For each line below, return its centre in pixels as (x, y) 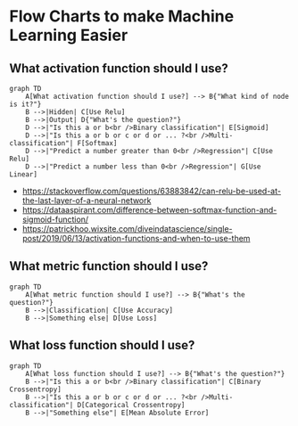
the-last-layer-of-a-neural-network (87, 201)
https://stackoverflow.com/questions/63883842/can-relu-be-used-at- (151, 191)
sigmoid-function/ (55, 219)
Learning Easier (69, 35)
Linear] (24, 175)
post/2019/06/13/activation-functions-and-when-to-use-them (136, 238)
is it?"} (25, 104)
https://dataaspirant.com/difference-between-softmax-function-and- (149, 210)
